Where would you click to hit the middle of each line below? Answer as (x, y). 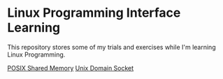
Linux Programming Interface (94, 13)
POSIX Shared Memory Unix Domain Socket (71, 68)
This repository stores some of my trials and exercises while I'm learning (111, 47)
